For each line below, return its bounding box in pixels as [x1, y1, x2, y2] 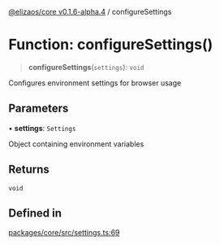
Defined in [8, 206, 63, 220]
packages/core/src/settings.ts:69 [8, 228, 120, 238]
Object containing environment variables [8, 138, 145, 149]
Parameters [8, 102, 69, 116]
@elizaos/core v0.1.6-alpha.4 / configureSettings [8, 7, 172, 16]
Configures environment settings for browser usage [8, 77, 182, 88]
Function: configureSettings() [8, 36, 214, 54]
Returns [8, 163, 50, 177]
